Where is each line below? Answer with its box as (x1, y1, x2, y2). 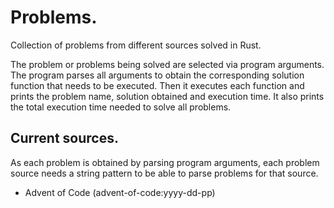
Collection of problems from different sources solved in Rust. (10, 39, 262, 51)
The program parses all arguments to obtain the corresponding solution (10, 69, 305, 81)
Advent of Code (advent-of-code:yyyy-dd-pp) (24, 186, 216, 198)
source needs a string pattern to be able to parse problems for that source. (10, 167, 319, 179)
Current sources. (10, 130, 119, 147)
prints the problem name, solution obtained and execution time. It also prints (10, 90, 325, 102)
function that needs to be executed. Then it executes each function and (10, 79, 305, 91)
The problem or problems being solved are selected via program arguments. (10, 58, 325, 70)
